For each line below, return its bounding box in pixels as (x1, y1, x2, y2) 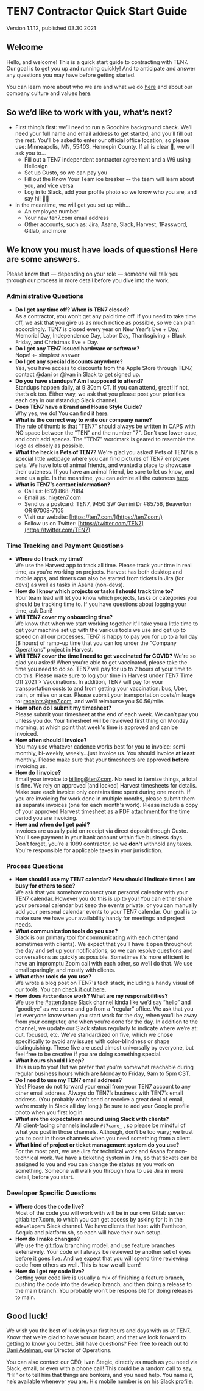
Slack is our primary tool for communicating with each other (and (15, 934, 179, 941)
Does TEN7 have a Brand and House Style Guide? (15, 403, 142, 410)
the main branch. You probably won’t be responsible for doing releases (15, 1287, 194, 1294)
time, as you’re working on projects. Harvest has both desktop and (15, 568, 183, 575)
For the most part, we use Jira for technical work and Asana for (15, 1148, 174, 1155)
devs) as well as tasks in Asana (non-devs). (15, 581, 125, 588)
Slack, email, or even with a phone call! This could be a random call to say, (6, 1365, 193, 1372)
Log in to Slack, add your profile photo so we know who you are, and (24, 188, 197, 196)
